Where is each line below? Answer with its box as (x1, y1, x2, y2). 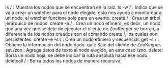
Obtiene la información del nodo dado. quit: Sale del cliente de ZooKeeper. (5, 42, 161, 47)
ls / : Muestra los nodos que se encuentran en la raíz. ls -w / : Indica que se (5, 5, 163, 10)
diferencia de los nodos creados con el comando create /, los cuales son (5, 31, 158, 37)
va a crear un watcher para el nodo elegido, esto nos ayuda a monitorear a (5, 10, 162, 16)
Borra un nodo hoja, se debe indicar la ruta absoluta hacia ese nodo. (5, 52, 149, 58)
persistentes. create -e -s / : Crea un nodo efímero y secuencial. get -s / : (5, 36, 159, 42)
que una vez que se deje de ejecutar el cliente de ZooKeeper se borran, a (5, 26, 159, 32)
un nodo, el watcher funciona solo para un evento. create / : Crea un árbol (5, 15, 161, 21)
